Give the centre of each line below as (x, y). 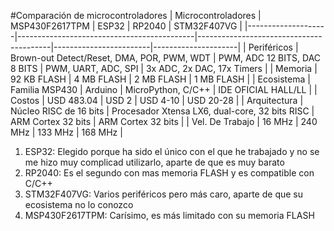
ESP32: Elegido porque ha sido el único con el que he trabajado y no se (172, 151)
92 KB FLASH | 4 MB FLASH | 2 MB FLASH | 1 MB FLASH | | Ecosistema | (160, 79)
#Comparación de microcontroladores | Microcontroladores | (136, 15)
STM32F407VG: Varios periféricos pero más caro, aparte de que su (163, 194)
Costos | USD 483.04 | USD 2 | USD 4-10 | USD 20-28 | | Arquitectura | (157, 100)
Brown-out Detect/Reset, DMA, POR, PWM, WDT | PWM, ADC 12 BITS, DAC (166, 58)
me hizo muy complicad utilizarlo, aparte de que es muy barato (154, 162)
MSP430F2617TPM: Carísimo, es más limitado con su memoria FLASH (169, 215)
